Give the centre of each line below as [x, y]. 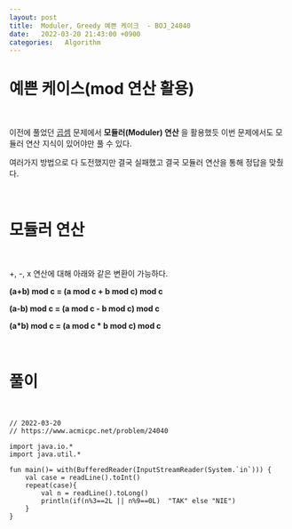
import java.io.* [41, 447]
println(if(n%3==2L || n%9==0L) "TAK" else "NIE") [139, 501]
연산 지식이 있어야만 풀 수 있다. [79, 144]
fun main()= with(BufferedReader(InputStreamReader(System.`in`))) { [141, 470]
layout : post [33, 17]
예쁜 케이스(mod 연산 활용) [102, 89]
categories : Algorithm [55, 42]
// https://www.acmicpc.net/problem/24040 [89, 431]
